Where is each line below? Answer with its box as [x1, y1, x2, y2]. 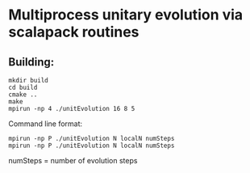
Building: [8, 55, 55, 69]
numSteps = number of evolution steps [8, 156, 138, 165]
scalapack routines [8, 23, 140, 41]
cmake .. [8, 91, 38, 99]
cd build [8, 83, 38, 91]
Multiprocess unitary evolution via [8, 6, 244, 24]
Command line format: [8, 119, 83, 129]
